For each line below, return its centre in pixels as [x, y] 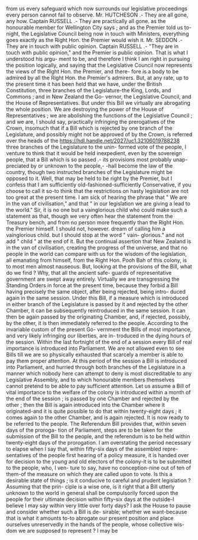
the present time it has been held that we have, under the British [84, 84]
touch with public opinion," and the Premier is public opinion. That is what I [97, 52]
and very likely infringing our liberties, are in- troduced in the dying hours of [98, 336]
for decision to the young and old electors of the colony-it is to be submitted [99, 462]
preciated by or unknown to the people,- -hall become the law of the [90, 166]
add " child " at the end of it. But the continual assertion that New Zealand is [99, 241]
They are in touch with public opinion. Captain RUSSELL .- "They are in [92, 46]
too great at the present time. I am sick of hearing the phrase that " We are [97, 197]
